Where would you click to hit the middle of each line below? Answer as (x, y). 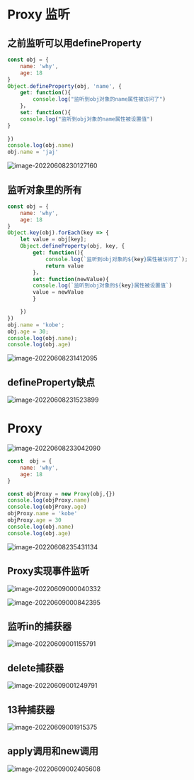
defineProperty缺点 (51, 382)
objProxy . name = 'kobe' (42, 514)
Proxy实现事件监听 (48, 571)
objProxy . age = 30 (34, 520)
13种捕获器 (31, 709)
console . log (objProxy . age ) (47, 507)
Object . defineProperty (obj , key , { (73, 246)
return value (64, 266)
